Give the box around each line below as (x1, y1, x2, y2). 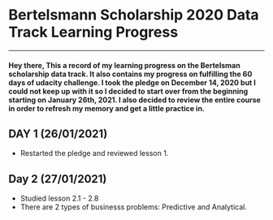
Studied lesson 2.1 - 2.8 (19, 193, 99, 204)
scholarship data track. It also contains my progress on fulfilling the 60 (8, 69, 253, 79)
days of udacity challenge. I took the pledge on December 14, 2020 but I (8, 77, 256, 87)
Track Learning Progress (8, 23, 179, 41)
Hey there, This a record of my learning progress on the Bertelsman (8, 60, 241, 70)
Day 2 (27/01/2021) (8, 172, 107, 186)
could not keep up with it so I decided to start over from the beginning (8, 86, 249, 96)
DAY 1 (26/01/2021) (8, 127, 108, 140)
